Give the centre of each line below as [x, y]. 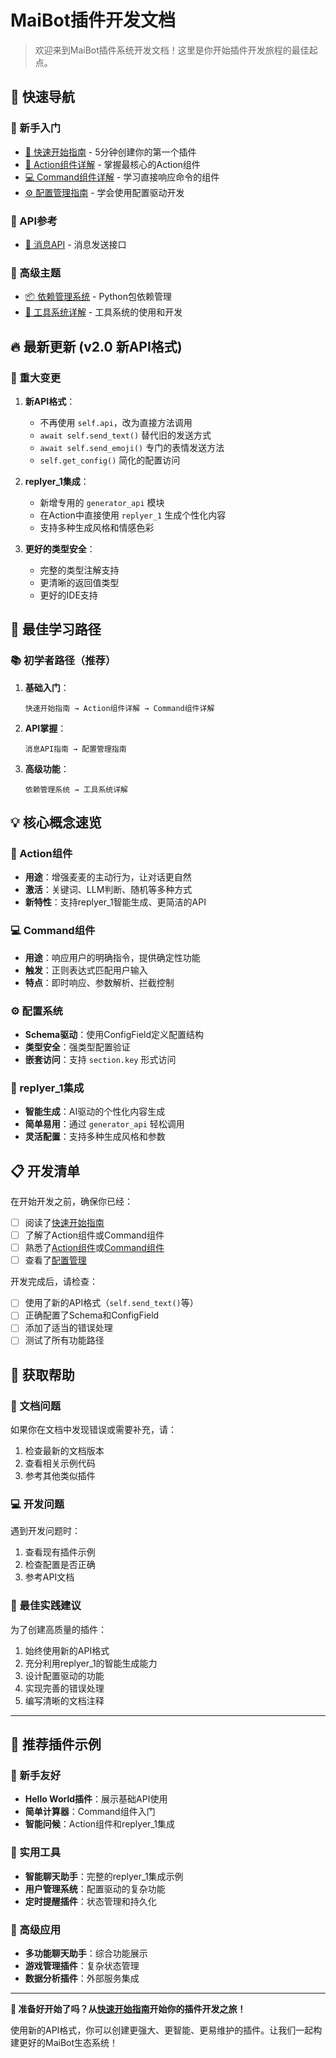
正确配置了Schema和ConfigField [92, 1315]
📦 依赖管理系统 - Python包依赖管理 [98, 297]
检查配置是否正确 [60, 1565]
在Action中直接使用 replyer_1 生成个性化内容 [133, 515]
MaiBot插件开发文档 [93, 20]
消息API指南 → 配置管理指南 [75, 749]
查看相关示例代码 [60, 1463]
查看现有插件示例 [60, 1552]
